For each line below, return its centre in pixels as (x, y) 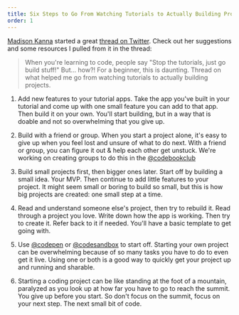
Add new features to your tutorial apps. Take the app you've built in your (123, 98)
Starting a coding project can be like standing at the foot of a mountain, (122, 281)
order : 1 (20, 21)
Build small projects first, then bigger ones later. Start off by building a (120, 171)
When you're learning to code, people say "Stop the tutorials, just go (125, 62)
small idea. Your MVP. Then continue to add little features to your (113, 179)
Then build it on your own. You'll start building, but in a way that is (114, 114)
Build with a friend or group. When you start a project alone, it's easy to (122, 135)
